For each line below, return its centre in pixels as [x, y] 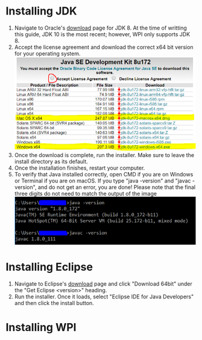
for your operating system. [47, 53]
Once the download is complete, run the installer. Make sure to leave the [104, 155]
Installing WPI [41, 327]
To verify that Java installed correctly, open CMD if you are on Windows [104, 174]
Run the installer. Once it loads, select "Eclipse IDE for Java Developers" [104, 297]
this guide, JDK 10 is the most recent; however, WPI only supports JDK [102, 34]
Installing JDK [41, 11]
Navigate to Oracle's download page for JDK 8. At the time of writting [101, 28]
